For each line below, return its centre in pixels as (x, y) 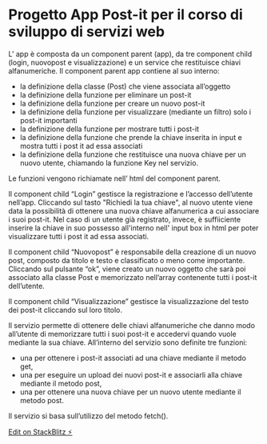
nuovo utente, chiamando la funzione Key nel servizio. (109, 162)
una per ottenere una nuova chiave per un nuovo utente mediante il (130, 392)
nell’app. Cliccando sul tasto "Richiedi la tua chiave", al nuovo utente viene (131, 202)
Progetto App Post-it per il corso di (126, 15)
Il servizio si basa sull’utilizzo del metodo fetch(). (88, 416)
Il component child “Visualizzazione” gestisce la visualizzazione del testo (129, 301)
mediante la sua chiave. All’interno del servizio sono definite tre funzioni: (128, 342)
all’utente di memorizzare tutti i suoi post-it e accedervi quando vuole (123, 334)
